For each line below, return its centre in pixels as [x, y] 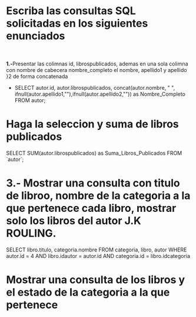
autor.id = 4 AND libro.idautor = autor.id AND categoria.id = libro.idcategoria [98, 256]
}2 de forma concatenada [37, 76]
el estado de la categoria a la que [88, 292]
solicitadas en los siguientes [77, 23]
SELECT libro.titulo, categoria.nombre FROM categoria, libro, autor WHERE [97, 250]
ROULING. [31, 233]
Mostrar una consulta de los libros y [96, 280]
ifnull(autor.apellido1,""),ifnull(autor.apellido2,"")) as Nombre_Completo [100, 94]
